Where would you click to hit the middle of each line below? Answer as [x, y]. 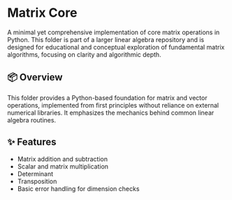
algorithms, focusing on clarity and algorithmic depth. [85, 55]
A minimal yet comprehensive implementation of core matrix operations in [114, 32]
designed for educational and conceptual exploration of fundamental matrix [116, 47]
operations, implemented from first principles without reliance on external [113, 105]
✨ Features [32, 142]
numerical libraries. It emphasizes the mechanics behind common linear [111, 113]
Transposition [37, 181]
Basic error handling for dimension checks [78, 188]
